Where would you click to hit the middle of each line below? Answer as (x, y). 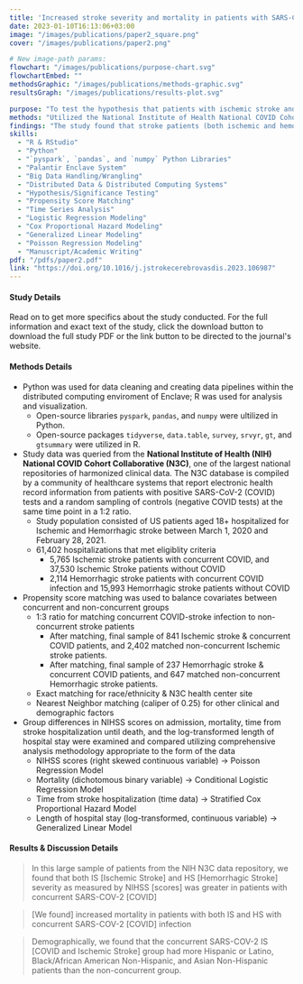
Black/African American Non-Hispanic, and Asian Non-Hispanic (150, 961)
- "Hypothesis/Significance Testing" (88, 193)
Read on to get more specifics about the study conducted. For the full (138, 317)
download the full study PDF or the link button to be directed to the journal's (150, 336)
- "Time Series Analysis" (66, 210)
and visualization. (55, 406)
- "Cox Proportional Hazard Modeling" (91, 226)
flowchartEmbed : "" (46, 76)
